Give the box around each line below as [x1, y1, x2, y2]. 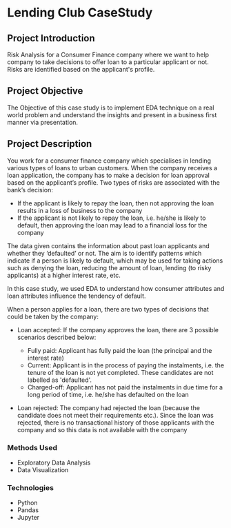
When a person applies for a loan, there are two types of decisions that [7, 305, 209, 313]
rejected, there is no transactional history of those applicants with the [17, 418, 215, 427]
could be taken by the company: [7, 312, 99, 321]
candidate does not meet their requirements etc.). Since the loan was [17, 411, 214, 419]
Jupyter [17, 514, 40, 522]
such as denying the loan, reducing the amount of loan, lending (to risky [7, 263, 212, 272]
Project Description [7, 138, 92, 150]
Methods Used [7, 443, 57, 452]
